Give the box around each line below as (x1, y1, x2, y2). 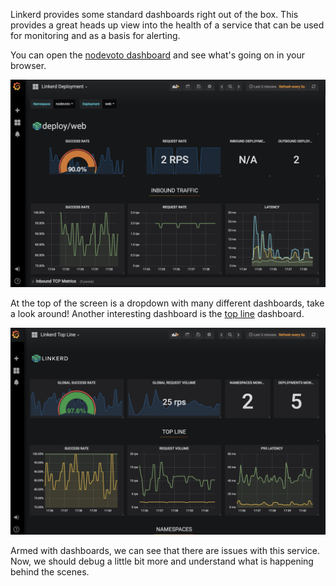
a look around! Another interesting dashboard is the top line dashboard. (10, 307, 305, 319)
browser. (10, 60, 47, 71)
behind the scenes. (10, 566, 90, 578)
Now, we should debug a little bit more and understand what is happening (10, 555, 314, 568)
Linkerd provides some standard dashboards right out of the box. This (10, 9, 299, 20)
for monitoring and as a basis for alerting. (10, 30, 181, 41)
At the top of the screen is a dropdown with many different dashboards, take (10, 297, 325, 309)
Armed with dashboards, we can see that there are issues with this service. (10, 545, 320, 557)
